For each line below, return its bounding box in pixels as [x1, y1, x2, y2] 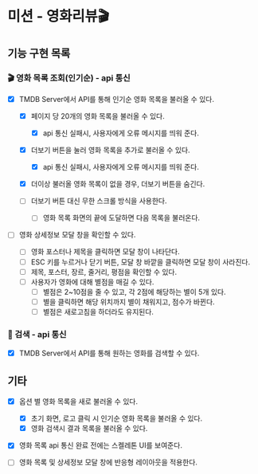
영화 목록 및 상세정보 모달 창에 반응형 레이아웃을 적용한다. [18, 457, 198, 467]
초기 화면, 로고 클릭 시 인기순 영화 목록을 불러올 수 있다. [30, 413, 203, 423]
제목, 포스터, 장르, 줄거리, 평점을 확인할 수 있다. [30, 267, 178, 276]
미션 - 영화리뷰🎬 [7, 7, 110, 25]
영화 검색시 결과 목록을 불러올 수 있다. [30, 424, 148, 433]
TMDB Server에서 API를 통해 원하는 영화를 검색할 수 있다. [18, 348, 200, 358]
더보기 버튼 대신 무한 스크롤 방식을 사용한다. [30, 196, 167, 206]
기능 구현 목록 [7, 46, 71, 60]
